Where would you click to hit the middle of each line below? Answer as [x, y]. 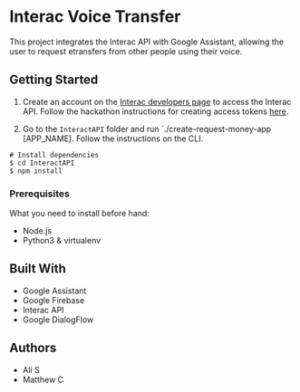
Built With [38, 269]
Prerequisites [39, 194]
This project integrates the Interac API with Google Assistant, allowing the [146, 42]
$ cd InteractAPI [42, 163]
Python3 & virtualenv [62, 241]
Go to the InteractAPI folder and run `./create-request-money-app [147, 129]
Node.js [37, 231]
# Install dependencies [54, 155]
